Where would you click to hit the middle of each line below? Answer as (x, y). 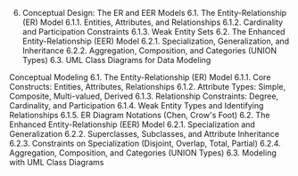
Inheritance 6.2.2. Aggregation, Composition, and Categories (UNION (149, 51)
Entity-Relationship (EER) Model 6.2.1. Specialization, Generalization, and (156, 41)
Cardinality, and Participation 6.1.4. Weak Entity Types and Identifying (137, 105)
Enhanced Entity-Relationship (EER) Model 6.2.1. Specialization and (132, 124)
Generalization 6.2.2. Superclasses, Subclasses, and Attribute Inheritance (145, 134)
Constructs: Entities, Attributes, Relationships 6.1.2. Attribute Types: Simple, (148, 87)
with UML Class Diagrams (57, 162)
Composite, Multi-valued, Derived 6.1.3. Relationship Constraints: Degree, (144, 96)
